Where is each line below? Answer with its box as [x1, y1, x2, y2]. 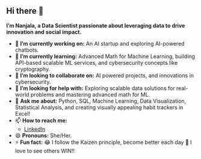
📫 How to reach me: [14, 116, 67, 124]
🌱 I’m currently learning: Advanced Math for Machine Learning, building [14, 52, 196, 60]
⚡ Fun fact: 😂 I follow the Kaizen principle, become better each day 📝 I [14, 139, 192, 146]
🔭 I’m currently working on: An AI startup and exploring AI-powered [14, 40, 185, 47]
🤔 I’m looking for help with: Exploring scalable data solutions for [14, 85, 176, 92]
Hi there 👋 [6, 6, 44, 16]
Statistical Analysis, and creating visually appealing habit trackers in [14, 103, 184, 111]
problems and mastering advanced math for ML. [30, 91, 150, 98]
